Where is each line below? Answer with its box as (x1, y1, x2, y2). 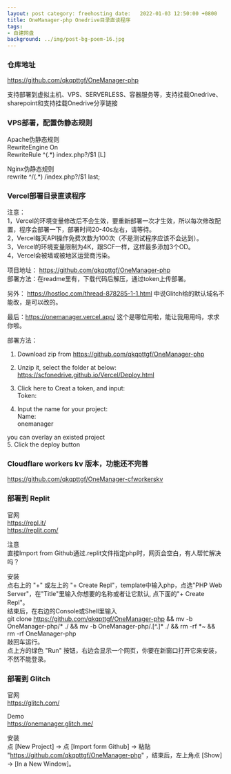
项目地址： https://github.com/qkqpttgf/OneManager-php (7, 266, 171, 274)
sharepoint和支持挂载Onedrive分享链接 (7, 99, 119, 107)
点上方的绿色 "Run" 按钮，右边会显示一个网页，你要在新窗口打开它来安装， (7, 646, 221, 654)
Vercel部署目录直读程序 (7, 191, 86, 201)
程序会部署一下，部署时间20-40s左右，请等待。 (19, 226, 156, 234)
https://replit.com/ (7, 525, 59, 534)
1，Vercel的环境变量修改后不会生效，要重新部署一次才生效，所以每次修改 (7, 217, 215, 225)
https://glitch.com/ (7, 699, 60, 707)
